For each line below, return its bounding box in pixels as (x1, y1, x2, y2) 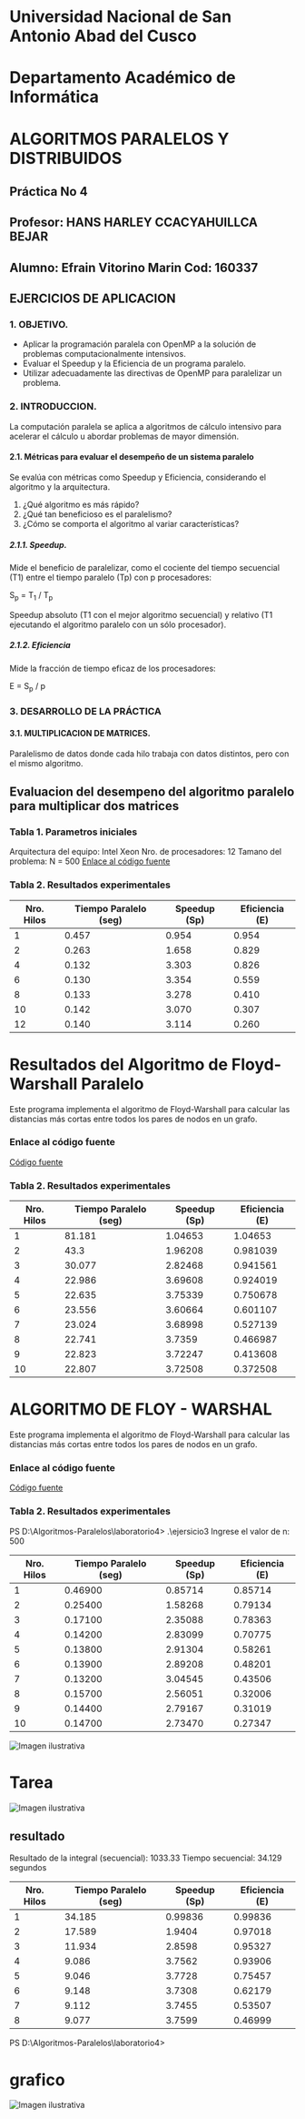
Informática (9, 86, 100, 107)
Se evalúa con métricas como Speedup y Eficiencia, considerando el (9, 471, 266, 482)
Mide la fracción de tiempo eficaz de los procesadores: (9, 663, 216, 674)
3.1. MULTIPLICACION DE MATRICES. (9, 727, 152, 738)
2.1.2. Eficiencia (9, 640, 71, 651)
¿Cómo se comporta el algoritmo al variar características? (22, 518, 240, 529)
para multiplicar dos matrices (9, 798, 180, 814)
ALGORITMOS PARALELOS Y (9, 128, 230, 149)
